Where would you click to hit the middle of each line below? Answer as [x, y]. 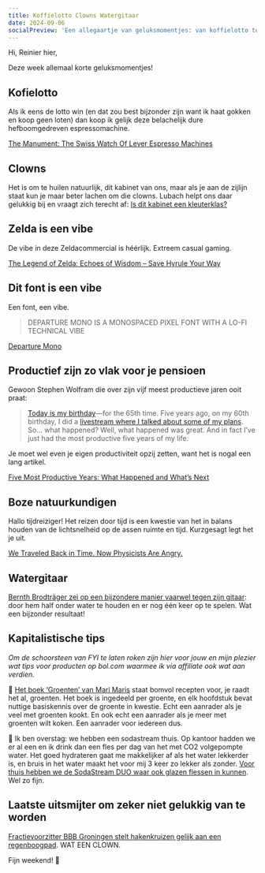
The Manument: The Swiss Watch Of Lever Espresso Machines [110, 144]
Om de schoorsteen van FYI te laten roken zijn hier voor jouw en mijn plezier [132, 657]
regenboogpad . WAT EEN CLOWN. [64, 845]
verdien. [22, 674]
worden [28, 817]
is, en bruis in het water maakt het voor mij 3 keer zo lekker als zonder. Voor [131, 763]
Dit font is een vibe [55, 288]
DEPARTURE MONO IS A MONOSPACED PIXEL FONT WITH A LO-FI [137, 322]
